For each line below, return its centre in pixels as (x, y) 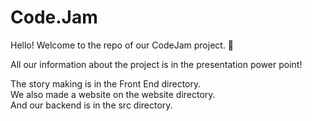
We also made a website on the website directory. (113, 94)
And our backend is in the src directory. (91, 105)
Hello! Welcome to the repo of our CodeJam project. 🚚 (122, 45)
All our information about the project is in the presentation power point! (156, 64)
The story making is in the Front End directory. (106, 83)
